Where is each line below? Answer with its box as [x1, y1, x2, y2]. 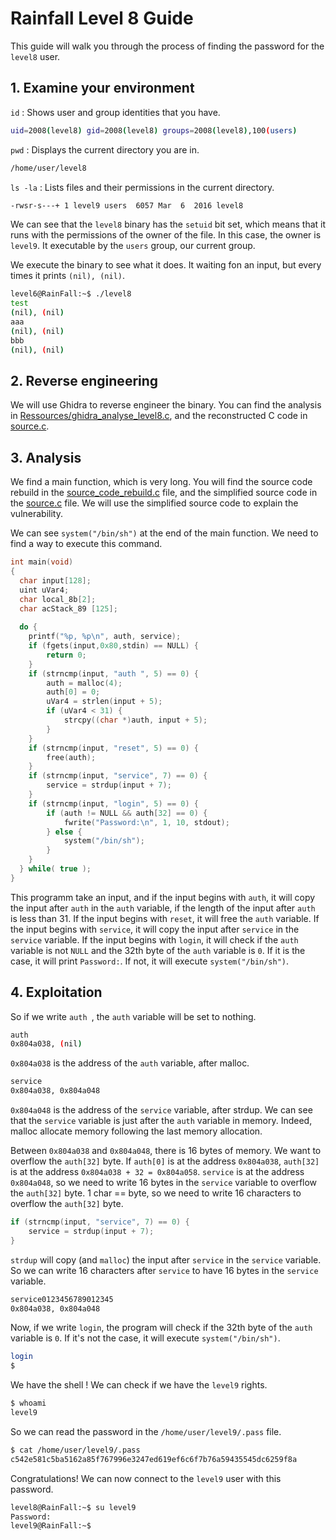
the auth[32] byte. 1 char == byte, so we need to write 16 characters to [10, 1187, 302, 1199]
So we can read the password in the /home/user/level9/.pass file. [10, 1425, 282, 1437]
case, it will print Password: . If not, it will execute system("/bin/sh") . [10, 955, 290, 967]
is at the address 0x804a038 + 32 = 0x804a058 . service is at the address [10, 1166, 305, 1178]
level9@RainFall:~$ [10, 1521, 92, 1531]
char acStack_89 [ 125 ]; [19, 603, 118, 614]
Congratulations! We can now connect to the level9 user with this [10, 1472, 282, 1484]
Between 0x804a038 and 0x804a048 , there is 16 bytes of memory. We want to [10, 1145, 322, 1157]
